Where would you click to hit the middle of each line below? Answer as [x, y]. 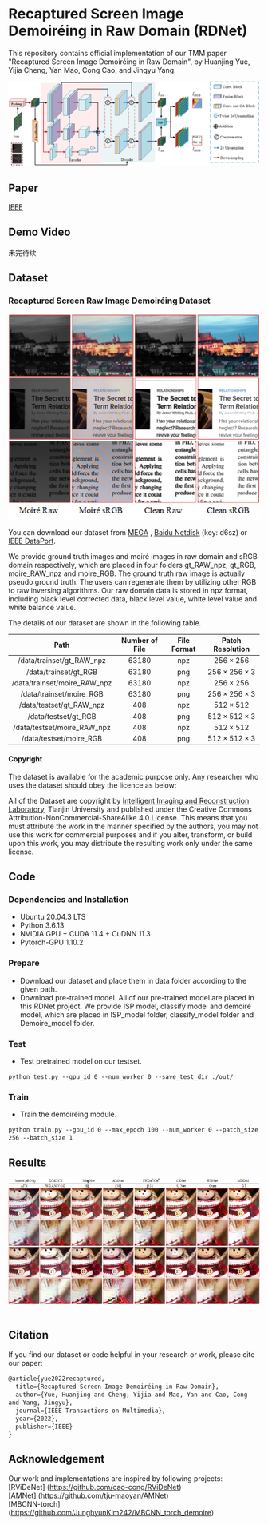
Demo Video [39, 232]
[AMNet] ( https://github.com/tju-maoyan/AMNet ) [89, 1495]
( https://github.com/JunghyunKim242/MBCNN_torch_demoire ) [111, 1512]
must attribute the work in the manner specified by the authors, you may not [133, 826]
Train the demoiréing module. [68, 1114]
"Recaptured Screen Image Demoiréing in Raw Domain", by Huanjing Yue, [129, 62]
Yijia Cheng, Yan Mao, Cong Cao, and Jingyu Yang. [93, 70]
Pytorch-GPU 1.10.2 [51, 942]
